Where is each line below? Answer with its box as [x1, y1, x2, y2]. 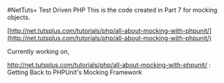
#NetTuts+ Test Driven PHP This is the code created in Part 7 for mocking [7, 6, 218, 14]
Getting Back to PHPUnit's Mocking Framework [7, 68, 142, 76]
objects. [7, 13, 31, 21]
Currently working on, [7, 48, 69, 55]
